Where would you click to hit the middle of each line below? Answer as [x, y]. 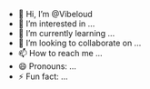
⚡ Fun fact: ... [43, 76]
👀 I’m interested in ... [56, 24]
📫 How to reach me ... [60, 53]
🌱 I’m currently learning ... [66, 33]
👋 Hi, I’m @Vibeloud [55, 14]
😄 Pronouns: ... [47, 66]
